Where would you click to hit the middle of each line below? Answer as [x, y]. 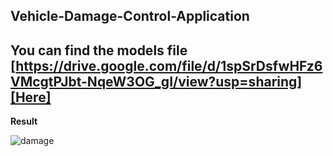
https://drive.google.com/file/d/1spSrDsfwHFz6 [169, 65]
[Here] [31, 97]
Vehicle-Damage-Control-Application [130, 16]
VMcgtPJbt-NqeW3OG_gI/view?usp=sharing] [156, 81]
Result [24, 121]
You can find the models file [99, 50]
